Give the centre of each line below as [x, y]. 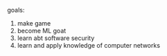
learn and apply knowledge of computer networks [89, 45]
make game [34, 23]
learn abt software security [56, 38]
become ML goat [42, 31]
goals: [16, 10]
